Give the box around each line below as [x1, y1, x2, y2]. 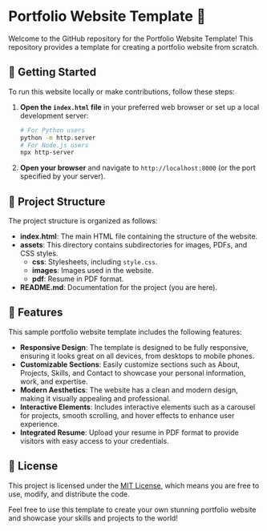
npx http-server [19, 148, 75, 157]
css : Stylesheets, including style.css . [31, 257, 158, 267]
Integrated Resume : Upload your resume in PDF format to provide [19, 428, 239, 437]
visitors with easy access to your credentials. [19, 436, 170, 445]
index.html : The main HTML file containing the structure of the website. [19, 231, 258, 241]
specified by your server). [19, 171, 106, 181]
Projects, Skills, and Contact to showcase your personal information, [19, 368, 246, 377]
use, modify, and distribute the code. [8, 489, 130, 499]
